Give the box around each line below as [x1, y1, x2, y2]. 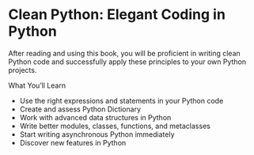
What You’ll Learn [8, 81, 66, 90]
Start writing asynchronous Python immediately [19, 129, 176, 139]
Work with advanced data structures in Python [19, 112, 172, 122]
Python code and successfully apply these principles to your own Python [8, 57, 247, 66]
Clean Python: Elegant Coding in [8, 6, 226, 24]
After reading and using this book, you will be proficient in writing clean [8, 48, 241, 58]
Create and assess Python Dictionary [19, 104, 141, 114]
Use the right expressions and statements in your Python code [19, 96, 224, 105]
